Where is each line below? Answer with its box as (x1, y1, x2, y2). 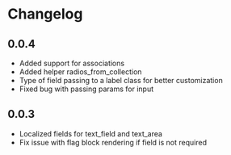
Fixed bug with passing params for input (19, 84, 154, 94)
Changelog (7, 5, 83, 23)
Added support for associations (19, 58, 125, 68)
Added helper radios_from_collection (19, 67, 142, 77)
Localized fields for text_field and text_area (19, 128, 163, 138)
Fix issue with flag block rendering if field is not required (19, 137, 208, 147)
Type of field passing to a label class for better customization (19, 76, 223, 85)
